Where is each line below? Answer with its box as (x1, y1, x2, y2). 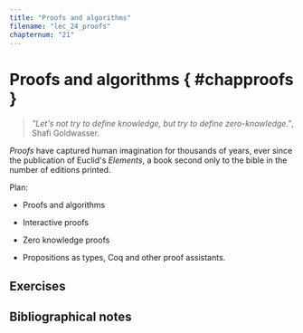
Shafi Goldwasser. (31, 128, 99, 138)
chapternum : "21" (9, 30, 75, 39)
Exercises (9, 278, 66, 294)
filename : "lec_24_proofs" (9, 22, 111, 31)
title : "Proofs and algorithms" (9, 13, 131, 23)
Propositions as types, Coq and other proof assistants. (22, 252, 226, 263)
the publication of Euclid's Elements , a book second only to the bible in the (9, 155, 288, 166)
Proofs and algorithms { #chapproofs (9, 69, 294, 90)
